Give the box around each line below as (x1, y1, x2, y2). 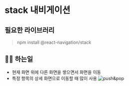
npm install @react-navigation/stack (16, 39, 92, 45)
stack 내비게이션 (4, 4, 71, 16)
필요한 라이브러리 (4, 26, 55, 34)
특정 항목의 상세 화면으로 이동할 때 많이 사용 (11, 75, 98, 81)
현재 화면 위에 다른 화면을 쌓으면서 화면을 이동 (11, 69, 101, 75)
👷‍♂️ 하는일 (4, 55, 33, 64)
